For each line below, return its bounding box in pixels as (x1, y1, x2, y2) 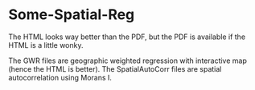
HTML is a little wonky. (8, 40, 84, 49)
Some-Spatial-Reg (8, 6, 135, 24)
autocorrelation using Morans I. (8, 72, 113, 82)
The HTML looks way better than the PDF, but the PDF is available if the (8, 32, 246, 41)
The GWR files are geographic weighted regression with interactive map (8, 56, 247, 65)
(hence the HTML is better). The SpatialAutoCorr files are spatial (8, 64, 222, 73)
